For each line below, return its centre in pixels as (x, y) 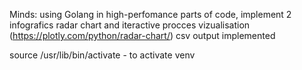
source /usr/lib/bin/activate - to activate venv (102, 55)
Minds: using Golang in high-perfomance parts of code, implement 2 (150, 14)
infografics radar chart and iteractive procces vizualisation (130, 25)
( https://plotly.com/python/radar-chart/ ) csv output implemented (142, 35)
